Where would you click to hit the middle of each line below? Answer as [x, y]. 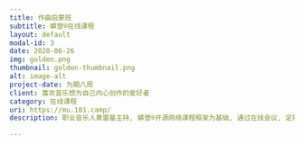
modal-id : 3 [32, 43]
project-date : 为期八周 [51, 85]
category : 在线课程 [43, 101]
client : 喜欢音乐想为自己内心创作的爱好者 [80, 93]
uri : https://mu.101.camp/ [60, 110]
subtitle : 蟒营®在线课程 [52, 26]
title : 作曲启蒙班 [41, 18]
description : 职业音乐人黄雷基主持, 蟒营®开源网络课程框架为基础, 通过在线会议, [146, 118]
